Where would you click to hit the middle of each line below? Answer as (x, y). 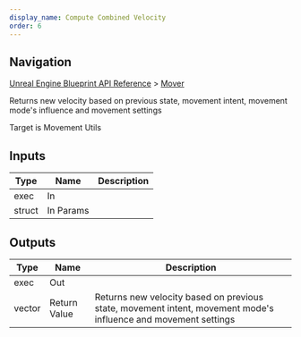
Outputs (33, 242)
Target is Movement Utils (55, 128)
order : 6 (26, 26)
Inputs (28, 156)
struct (26, 211)
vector (27, 308)
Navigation (40, 62)
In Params (68, 211)
